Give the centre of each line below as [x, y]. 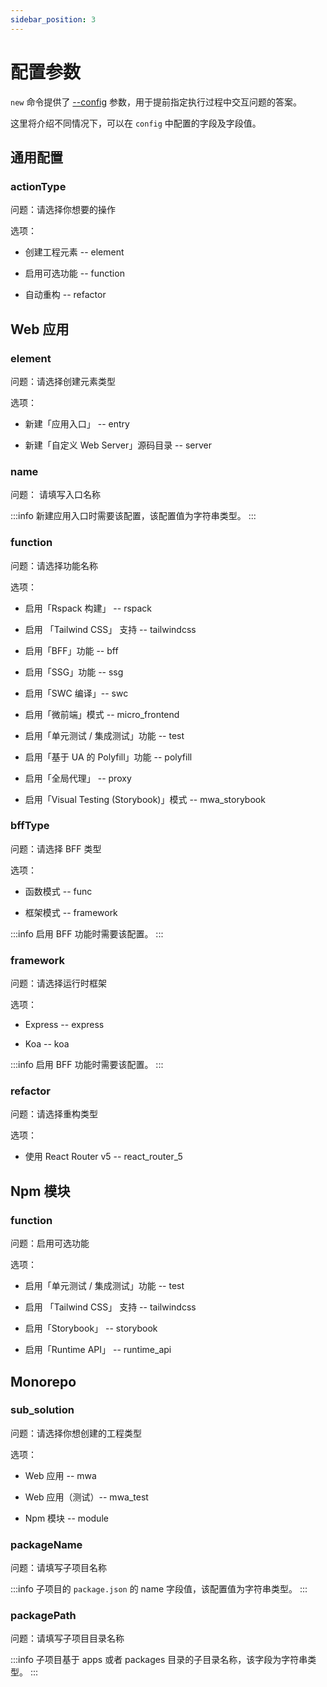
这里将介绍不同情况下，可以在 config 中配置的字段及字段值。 [136, 123]
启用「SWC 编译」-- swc [76, 693]
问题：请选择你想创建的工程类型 [76, 1433]
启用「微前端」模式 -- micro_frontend [102, 714]
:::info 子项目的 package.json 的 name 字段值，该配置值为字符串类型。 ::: [159, 1589]
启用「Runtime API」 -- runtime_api [98, 1350]
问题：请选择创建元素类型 [63, 381]
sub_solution [42, 1410]
